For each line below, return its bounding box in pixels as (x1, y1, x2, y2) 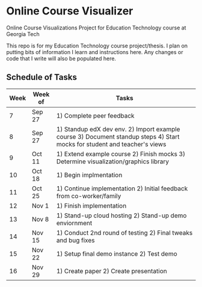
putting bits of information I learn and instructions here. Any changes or (6, 48, 183, 55)
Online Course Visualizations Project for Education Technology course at (6, 24, 186, 31)
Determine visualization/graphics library (56, 157, 170, 166)
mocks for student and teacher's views (56, 140, 167, 148)
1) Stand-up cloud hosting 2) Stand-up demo (56, 211, 187, 220)
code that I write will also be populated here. (6, 55, 116, 62)
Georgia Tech (6, 30, 40, 37)
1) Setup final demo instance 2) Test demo (56, 249, 177, 258)
